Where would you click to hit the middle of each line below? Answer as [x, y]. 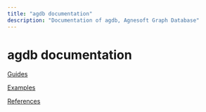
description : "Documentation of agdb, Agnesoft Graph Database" [103, 20]
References [24, 101]
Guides [18, 74]
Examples [21, 87]
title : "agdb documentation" [50, 14]
